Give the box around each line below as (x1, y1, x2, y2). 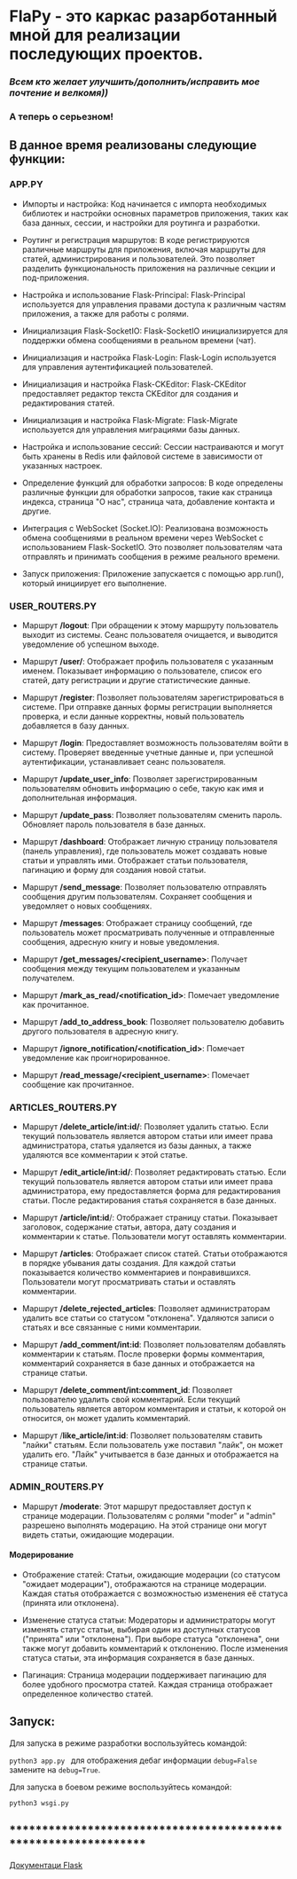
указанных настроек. (21, 460, 103, 471)
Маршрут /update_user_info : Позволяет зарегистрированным (21, 774, 258, 784)
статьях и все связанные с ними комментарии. (21, 1322, 202, 1333)
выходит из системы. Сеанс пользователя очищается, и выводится (21, 630, 278, 641)
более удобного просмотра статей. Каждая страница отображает (21, 1679, 273, 1689)
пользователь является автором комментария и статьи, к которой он (21, 1403, 286, 1414)
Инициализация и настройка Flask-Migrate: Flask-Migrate (21, 414, 238, 425)
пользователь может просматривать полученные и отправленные (21, 927, 275, 938)
